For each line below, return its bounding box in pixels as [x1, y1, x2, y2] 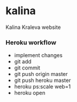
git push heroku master [14, 77, 71, 84]
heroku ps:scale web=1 [14, 83, 71, 90]
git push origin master [14, 71, 68, 78]
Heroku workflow [5, 38, 57, 47]
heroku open [14, 90, 46, 97]
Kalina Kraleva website [5, 24, 61, 31]
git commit [14, 64, 41, 71]
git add [14, 58, 32, 65]
